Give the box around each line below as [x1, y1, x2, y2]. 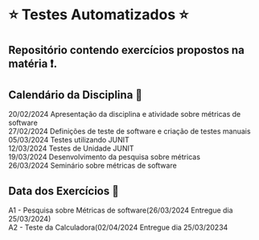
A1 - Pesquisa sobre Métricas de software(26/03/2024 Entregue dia [8, 205, 233, 215]
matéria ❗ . [8, 56, 58, 70]
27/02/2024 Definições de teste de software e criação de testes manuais [8, 126, 251, 136]
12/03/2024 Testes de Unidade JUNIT [8, 143, 134, 153]
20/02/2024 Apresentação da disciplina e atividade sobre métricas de [8, 110, 241, 119]
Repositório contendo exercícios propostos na [8, 43, 245, 56]
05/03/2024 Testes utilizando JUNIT [8, 135, 130, 145]
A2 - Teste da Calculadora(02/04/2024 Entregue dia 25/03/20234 [8, 222, 228, 233]
